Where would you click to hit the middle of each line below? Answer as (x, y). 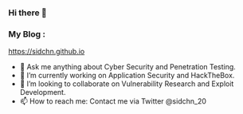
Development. (43, 92)
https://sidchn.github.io (47, 52)
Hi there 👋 (28, 13)
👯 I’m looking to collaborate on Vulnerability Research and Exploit (127, 84)
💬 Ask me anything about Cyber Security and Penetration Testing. (128, 67)
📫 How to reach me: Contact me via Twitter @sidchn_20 (113, 101)
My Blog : (27, 33)
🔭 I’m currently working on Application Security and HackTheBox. (127, 76)
